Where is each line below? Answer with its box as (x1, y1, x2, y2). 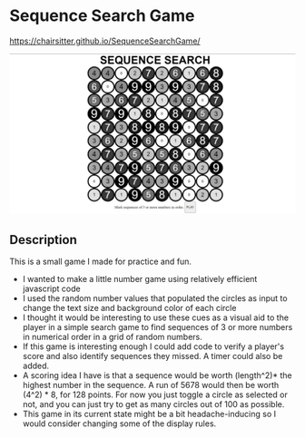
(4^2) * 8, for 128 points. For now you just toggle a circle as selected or (22, 389, 288, 400)
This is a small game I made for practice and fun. (9, 256, 192, 268)
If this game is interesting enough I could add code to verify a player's (22, 341, 284, 352)
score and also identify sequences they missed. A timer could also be (22, 351, 283, 362)
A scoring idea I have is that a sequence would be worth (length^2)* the (22, 370, 292, 381)
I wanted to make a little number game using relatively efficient (22, 274, 258, 285)
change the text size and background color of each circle (22, 303, 237, 314)
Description (9, 232, 77, 248)
